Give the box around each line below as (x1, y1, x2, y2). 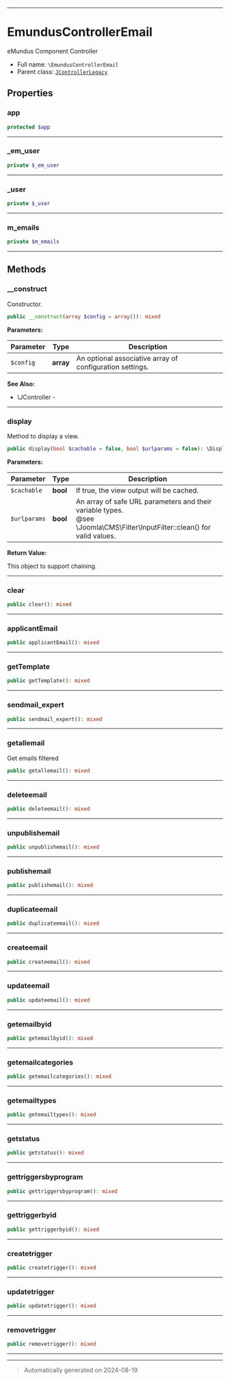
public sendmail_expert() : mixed (7, 716, 103, 722)
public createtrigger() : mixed (7, 1264, 97, 1271)
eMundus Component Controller (7, 47, 98, 55)
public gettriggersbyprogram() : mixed (7, 1188, 118, 1194)
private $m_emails (7, 238, 60, 246)
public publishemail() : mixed (7, 882, 94, 889)
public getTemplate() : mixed (7, 677, 90, 685)
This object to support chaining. (7, 562, 97, 570)
